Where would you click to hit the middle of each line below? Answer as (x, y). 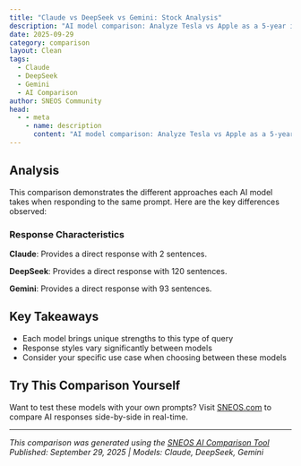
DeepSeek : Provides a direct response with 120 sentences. (118, 271)
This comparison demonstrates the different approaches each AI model (141, 192)
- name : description (64, 126)
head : (19, 109)
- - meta (34, 117)
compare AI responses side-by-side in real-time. (99, 417)
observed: (28, 211)
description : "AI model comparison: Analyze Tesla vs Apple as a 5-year (148, 26)
